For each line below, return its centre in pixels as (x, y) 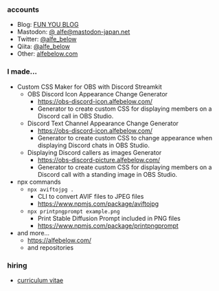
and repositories (50, 247)
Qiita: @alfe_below (44, 47)
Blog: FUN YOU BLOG (48, 25)
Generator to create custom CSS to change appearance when (125, 138)
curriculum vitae (40, 280)
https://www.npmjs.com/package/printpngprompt (108, 226)
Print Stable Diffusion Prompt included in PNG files (109, 218)
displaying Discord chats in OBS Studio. (93, 145)
